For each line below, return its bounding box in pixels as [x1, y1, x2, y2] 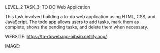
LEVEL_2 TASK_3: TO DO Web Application [5, 4, 90, 10]
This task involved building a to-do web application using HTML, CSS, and [5, 14, 156, 19]
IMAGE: [5, 43, 21, 49]
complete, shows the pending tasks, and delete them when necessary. [5, 24, 149, 30]
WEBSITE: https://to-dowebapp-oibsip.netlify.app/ [5, 34, 107, 39]
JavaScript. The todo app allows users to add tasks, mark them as [5, 19, 139, 25]
